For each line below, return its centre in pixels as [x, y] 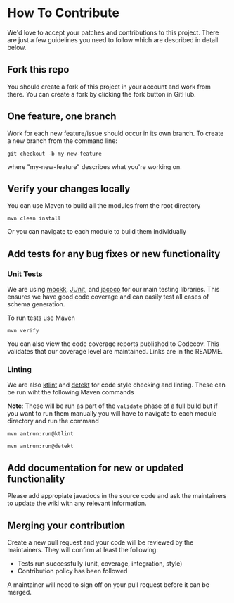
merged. [19, 592]
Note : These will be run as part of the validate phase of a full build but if [112, 406]
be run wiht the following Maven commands [71, 392]
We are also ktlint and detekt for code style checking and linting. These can [117, 385]
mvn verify [23, 331]
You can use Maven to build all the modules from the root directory [104, 206]
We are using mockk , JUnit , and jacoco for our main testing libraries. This [113, 290]
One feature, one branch [62, 117]
